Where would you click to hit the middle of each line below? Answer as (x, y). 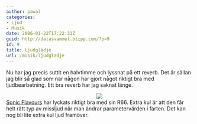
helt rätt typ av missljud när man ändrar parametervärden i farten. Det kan (96, 108)
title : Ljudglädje (29, 50)
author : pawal (24, 12)
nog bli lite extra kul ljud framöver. (47, 115)
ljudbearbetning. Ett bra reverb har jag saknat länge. (70, 85)
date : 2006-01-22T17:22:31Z (41, 34)
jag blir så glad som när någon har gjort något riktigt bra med (80, 79)
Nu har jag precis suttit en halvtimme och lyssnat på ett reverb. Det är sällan (98, 72)
